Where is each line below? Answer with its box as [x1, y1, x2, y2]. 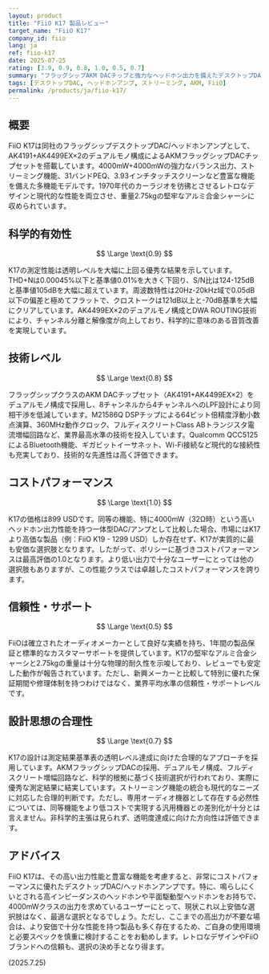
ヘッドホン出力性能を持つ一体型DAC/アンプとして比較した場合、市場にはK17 [8, 524, 261, 534]
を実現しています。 [8, 326, 71, 335]
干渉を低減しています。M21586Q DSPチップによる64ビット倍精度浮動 [14, 410, 247, 419]
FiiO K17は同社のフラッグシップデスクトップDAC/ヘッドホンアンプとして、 [8, 141, 255, 151]
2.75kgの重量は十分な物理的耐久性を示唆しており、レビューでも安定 [35, 658, 261, 668]
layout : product [8, 11, 62, 20]
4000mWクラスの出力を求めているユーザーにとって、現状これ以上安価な [8, 902, 248, 911]
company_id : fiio [8, 34, 66, 43]
